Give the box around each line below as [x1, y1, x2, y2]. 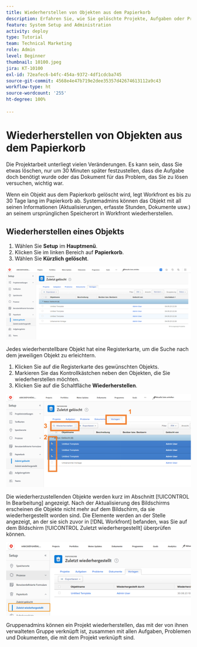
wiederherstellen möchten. [14, 376, 80, 383]
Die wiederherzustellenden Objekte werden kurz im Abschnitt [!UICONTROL [6, 493, 189, 500]
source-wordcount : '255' [6, 90, 67, 97]
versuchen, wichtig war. [6, 180, 64, 187]
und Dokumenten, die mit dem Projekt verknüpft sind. [6, 633, 135, 641]
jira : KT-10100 [6, 65, 43, 71]
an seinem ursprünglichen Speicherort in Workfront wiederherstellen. [6, 210, 174, 217]
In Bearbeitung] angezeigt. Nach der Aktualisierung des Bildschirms [6, 499, 170, 506]
